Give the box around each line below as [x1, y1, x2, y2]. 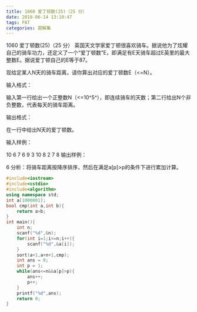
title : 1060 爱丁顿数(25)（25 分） [6, 8, 87, 15]
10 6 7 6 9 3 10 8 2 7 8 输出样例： [6, 151, 87, 159]
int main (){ [6, 219, 35, 225]
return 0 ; [16, 296, 41, 301]
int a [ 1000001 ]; [6, 197, 46, 203]
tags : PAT [6, 19, 31, 25]
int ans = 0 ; [16, 257, 49, 263]
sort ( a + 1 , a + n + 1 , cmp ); [16, 252, 69, 258]
